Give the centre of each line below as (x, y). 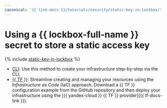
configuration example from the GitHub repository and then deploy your (86, 90)
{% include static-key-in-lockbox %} (43, 59)
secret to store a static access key (77, 45)
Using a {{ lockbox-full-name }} (72, 34)
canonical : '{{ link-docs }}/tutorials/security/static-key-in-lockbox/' (83, 10)
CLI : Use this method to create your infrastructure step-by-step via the (85, 68)
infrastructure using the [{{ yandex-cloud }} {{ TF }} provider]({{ (78, 95)
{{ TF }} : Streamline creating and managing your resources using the (83, 79)
